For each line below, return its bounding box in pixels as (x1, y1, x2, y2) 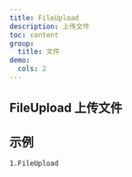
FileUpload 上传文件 (9, 100, 123, 116)
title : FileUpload (9, 13, 79, 23)
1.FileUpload (9, 159, 59, 169)
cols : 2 (17, 65, 47, 74)
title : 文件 (17, 47, 61, 57)
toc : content (9, 30, 59, 39)
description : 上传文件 (9, 22, 90, 31)
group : (9, 38, 35, 48)
